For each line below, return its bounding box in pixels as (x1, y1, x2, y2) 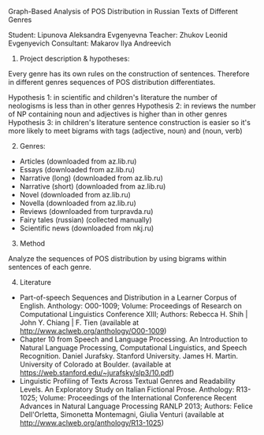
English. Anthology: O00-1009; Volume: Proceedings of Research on (19, 301, 243, 310)
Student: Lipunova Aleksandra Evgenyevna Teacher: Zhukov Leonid (8, 31, 228, 39)
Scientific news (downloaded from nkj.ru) (19, 223, 154, 233)
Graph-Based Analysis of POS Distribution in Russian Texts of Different (8, 7, 239, 16)
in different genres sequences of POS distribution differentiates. (8, 78, 216, 87)
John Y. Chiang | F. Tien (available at (19, 318, 139, 327)
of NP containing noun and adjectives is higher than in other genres (8, 109, 228, 119)
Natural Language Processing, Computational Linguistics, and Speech (19, 343, 247, 352)
